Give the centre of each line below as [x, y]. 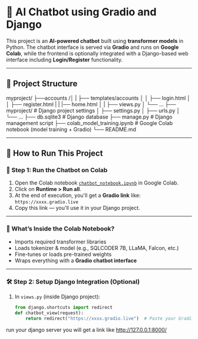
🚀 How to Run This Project [55, 154]
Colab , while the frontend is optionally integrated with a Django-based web [97, 53]
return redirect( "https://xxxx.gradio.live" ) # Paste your [101, 318]
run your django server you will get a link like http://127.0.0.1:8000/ [86, 330]
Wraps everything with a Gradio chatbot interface [76, 260]
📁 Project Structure [42, 84]
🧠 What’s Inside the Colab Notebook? [60, 229]
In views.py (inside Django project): [57, 297]
